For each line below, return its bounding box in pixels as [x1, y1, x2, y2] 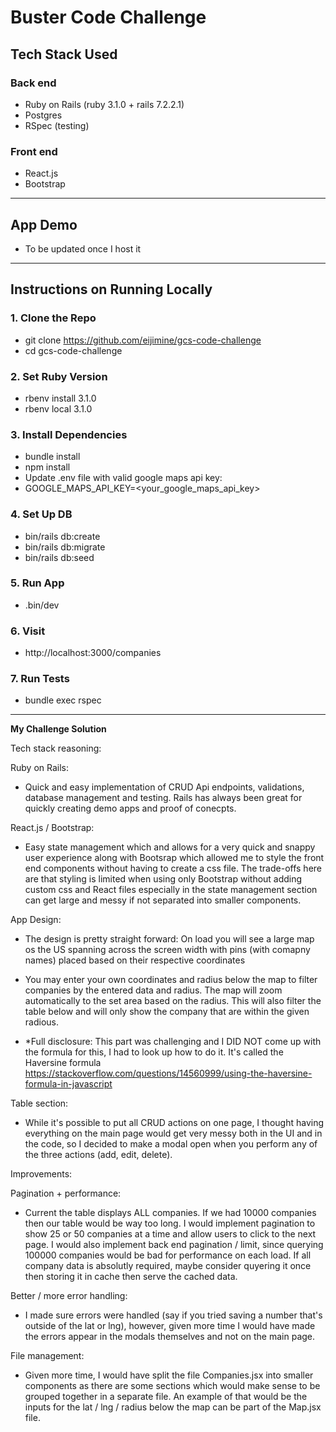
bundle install [24, 451, 81, 463]
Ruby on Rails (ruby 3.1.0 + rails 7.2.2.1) [24, 98, 185, 110]
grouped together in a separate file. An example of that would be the [24, 1391, 308, 1403]
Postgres [24, 109, 63, 121]
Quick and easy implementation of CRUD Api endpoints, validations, [24, 781, 305, 793]
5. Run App [10, 576, 65, 590]
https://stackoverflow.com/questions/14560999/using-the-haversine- [24, 1067, 313, 1080]
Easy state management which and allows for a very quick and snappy [24, 841, 316, 853]
